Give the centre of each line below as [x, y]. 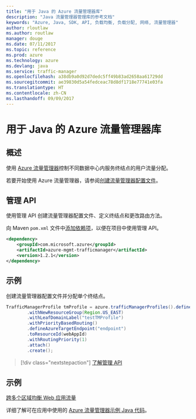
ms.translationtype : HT [35, 88]
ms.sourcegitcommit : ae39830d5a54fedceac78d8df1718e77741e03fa [85, 83]
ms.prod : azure [24, 55]
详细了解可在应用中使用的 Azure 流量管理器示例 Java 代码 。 [78, 410]
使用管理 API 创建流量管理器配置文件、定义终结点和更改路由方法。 [86, 216]
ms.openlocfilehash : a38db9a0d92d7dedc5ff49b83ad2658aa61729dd [85, 77]
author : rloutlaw [27, 28]
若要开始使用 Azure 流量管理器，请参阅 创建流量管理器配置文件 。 [84, 180]
